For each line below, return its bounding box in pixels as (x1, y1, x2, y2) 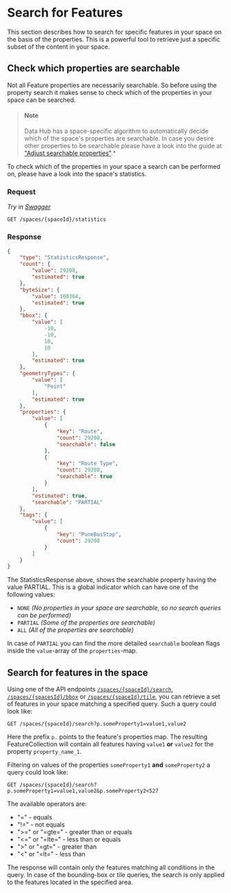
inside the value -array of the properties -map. (7, 647, 138, 655)
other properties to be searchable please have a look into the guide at (23, 141, 222, 150)
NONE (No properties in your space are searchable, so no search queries (17, 604, 221, 612)
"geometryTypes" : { (19, 370, 76, 377)
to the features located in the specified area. (7, 878, 133, 887)
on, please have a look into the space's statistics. (7, 170, 147, 178)
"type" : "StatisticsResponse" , (19, 254, 110, 261)
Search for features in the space (7, 667, 148, 678)
